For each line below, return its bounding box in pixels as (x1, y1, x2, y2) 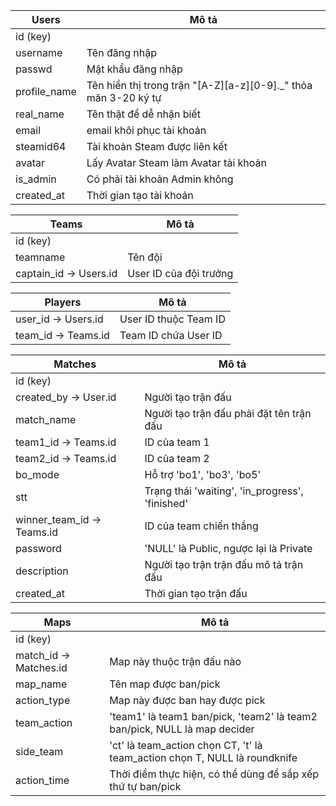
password (15, 542, 62, 555)
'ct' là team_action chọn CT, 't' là (109, 739, 263, 752)
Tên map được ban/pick (109, 677, 221, 691)
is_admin (15, 172, 57, 186)
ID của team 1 (144, 435, 210, 449)
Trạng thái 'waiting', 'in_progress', (144, 484, 304, 498)
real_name (15, 107, 65, 121)
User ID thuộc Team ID (119, 312, 226, 326)
